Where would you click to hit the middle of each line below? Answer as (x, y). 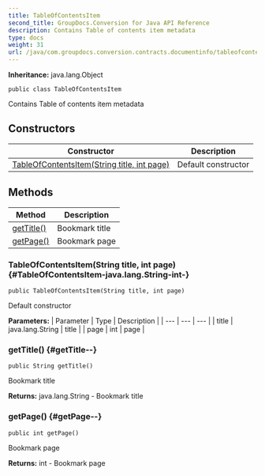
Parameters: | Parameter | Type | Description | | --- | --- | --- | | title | (121, 320)
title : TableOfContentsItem (54, 15)
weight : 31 (26, 45)
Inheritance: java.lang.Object (56, 75)
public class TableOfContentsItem (65, 89)
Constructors (42, 128)
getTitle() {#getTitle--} (52, 349)
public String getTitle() (50, 366)
